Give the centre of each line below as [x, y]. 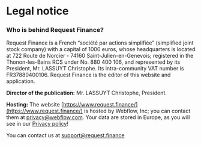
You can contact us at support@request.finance [65, 135]
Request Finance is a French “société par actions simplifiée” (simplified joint [100, 43]
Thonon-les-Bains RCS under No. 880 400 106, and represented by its [93, 62]
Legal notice [37, 11]
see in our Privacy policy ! [37, 124]
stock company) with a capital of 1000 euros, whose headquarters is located [101, 49]
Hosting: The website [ [35, 105]
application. [21, 81]
